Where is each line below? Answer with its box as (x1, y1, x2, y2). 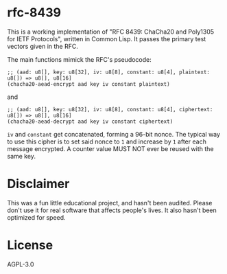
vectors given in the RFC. (7, 42, 79, 50)
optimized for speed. (7, 213, 67, 221)
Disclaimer (7, 176, 70, 192)
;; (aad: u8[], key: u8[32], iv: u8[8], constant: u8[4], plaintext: (7, 69, 211, 76)
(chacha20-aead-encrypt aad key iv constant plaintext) (7, 80, 170, 87)
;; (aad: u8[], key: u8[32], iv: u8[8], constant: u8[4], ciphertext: (7, 106, 213, 113)
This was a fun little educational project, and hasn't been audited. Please (7, 198, 213, 207)
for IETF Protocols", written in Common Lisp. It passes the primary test (7, 34, 206, 43)
